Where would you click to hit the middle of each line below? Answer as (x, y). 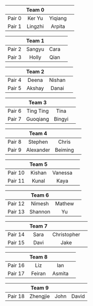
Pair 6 (14, 111)
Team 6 (40, 195)
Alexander (38, 150)
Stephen (38, 142)
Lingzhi (35, 26)
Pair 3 (14, 57)
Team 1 (35, 41)
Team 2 (35, 72)
